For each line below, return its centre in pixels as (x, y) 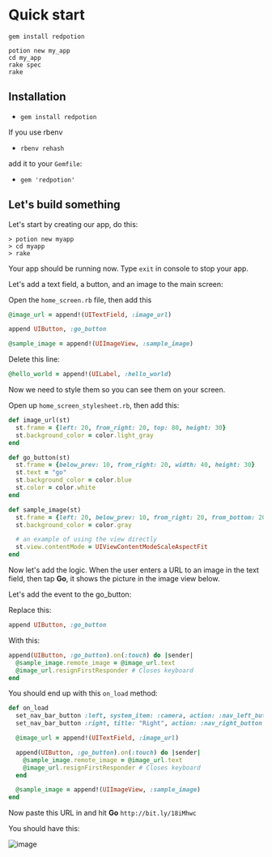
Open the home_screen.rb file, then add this (80, 300)
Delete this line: (34, 359)
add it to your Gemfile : (45, 163)
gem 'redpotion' (47, 180)
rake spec (25, 65)
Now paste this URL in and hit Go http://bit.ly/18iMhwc (102, 813)
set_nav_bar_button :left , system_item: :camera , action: (116, 716)
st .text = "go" (41, 473)
